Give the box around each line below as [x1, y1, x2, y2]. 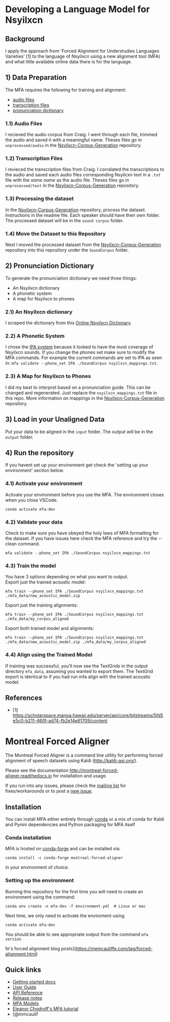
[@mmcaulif [12, 1011, 38, 1017]
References [5, 693, 42, 702]
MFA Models [12, 1000, 39, 1006]
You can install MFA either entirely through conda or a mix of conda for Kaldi [5, 816, 164, 822]
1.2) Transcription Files [5, 155, 63, 162]
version [5, 936, 22, 941]
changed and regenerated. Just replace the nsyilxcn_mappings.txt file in [5, 389, 157, 396]
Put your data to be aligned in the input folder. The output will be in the [5, 428, 153, 435]
